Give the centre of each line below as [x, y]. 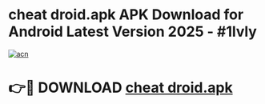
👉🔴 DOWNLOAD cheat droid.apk [121, 88]
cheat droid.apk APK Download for [126, 15]
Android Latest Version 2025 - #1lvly [133, 32]
